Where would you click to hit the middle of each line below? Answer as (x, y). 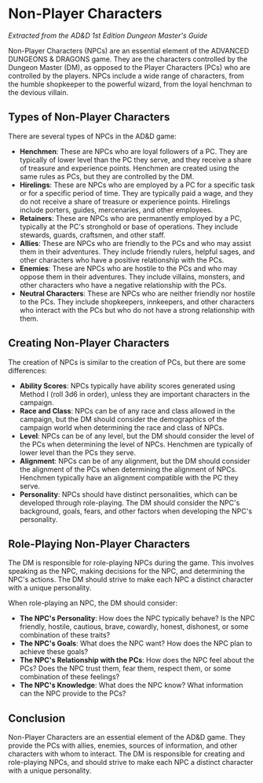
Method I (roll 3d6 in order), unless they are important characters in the (135, 394)
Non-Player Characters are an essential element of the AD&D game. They (127, 737)
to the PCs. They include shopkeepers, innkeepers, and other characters (137, 301)
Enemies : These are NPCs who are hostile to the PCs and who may (128, 268)
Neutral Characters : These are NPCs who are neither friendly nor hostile (137, 293)
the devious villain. (38, 92)
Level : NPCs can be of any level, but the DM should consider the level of (137, 436)
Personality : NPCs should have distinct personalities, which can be (128, 494)
